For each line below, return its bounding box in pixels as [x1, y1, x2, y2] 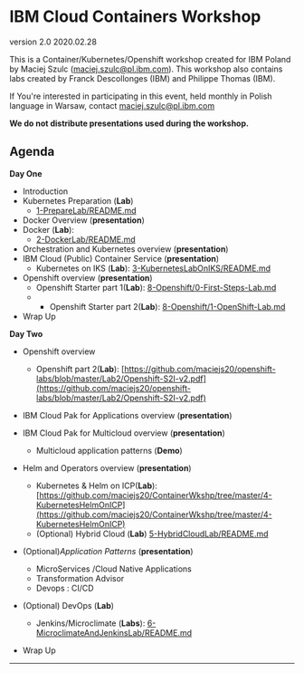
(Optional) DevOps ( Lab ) [22, 600, 115, 611]
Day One [9, 168, 43, 178]
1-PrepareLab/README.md [35, 205, 138, 216]
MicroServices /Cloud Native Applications [35, 563, 192, 574]
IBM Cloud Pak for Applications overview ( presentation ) [22, 409, 233, 420]
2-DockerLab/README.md [35, 234, 136, 245]
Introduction [22, 186, 69, 197]
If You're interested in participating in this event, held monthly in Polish [9, 91, 272, 101]
